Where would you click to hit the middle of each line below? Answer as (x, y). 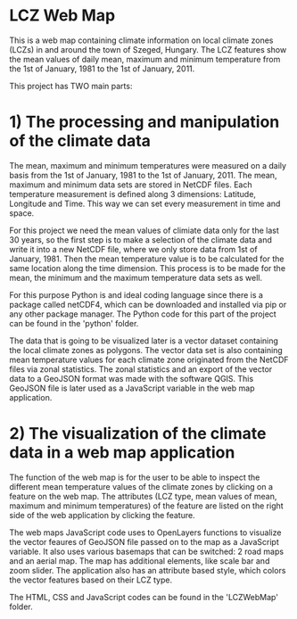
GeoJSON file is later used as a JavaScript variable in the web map (132, 388)
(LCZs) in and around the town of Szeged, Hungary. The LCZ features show (148, 49)
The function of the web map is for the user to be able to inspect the (135, 477)
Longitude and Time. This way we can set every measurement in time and (145, 203)
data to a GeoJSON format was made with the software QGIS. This (132, 378)
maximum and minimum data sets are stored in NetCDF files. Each (131, 185)
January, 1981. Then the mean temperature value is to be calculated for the (147, 259)
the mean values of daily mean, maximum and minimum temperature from (145, 59)
